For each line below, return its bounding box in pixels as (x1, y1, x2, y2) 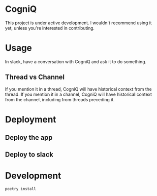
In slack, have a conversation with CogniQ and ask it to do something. (5, 58, 147, 65)
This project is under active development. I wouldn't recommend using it (5, 20, 152, 26)
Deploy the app (5, 133, 53, 142)
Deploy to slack (5, 150, 54, 158)
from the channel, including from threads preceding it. (5, 96, 115, 102)
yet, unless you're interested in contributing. (5, 25, 95, 31)
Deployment (5, 114, 57, 125)
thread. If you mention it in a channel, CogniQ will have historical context (5, 91, 152, 97)
